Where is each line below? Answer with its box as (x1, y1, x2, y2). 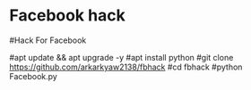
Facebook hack (9, 5, 125, 26)
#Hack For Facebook (9, 35, 87, 45)
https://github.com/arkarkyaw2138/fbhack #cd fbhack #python (9, 61, 243, 72)
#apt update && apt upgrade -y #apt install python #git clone (9, 52, 234, 62)
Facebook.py (9, 70, 58, 81)
